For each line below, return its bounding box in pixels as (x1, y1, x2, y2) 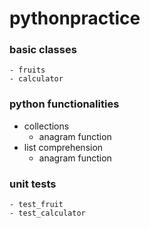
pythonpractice (9, 7, 141, 30)
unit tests (9, 177, 57, 191)
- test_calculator (9, 208, 86, 219)
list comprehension (23, 141, 104, 153)
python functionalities (9, 97, 120, 111)
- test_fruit (9, 200, 64, 210)
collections (23, 120, 70, 132)
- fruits (9, 65, 46, 76)
